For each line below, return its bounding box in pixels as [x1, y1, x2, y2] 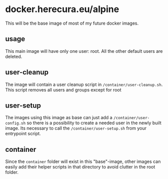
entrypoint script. [5, 131, 41, 137]
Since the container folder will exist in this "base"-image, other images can [5, 158, 161, 164]
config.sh [5, 121, 26, 126]
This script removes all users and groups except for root [5, 86, 122, 93]
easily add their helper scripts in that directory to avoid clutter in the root [5, 164, 155, 170]
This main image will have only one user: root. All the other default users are [5, 48, 163, 54]
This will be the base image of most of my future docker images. [5, 20, 139, 26]
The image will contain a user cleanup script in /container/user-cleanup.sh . [5, 81, 163, 87]
